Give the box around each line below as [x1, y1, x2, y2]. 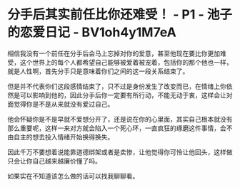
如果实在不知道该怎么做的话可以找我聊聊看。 [7, 171, 139, 180]
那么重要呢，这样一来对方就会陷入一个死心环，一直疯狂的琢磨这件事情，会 [7, 124, 226, 132]
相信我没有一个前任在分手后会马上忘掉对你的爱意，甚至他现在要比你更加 [7, 49, 220, 58]
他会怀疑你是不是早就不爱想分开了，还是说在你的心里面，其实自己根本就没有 [7, 114, 233, 123]
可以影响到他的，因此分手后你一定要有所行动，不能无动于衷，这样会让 [19, 90, 226, 100]
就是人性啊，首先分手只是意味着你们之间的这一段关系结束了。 [7, 67, 189, 75]
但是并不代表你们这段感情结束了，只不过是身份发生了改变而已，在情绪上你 [7, 82, 226, 90]
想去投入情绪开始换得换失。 [31, 132, 114, 141]
